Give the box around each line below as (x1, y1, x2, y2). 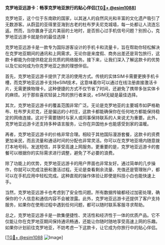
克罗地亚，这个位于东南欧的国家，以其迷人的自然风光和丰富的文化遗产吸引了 (5, 15, 160, 21)
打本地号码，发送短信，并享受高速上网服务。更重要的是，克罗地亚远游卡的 (5, 144, 156, 150)
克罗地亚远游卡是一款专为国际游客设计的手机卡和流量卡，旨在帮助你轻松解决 (5, 44, 160, 50)
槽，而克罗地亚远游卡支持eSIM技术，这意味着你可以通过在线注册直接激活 (5, 80, 153, 85)
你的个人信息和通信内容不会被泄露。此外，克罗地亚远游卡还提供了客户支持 (9, 196, 160, 202)
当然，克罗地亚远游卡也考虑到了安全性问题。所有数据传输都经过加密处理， (5, 190, 156, 195)
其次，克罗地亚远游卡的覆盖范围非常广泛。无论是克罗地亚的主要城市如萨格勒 (5, 102, 160, 108)
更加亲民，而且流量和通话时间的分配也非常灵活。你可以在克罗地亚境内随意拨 (5, 138, 160, 143)
